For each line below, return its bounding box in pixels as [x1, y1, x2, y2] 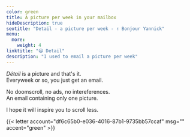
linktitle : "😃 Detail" [6, 48, 65, 54]
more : [11, 37, 26, 43]
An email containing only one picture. [6, 94, 98, 102]
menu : [6, 31, 20, 37]
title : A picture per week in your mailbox [6, 14, 117, 20]
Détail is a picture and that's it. [6, 70, 82, 77]
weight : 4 [17, 43, 42, 49]
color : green [6, 8, 39, 15]
